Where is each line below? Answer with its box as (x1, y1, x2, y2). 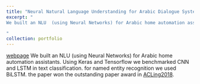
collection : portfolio (6, 36, 62, 42)
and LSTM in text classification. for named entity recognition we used (6, 64, 177, 72)
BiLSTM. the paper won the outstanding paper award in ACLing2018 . (6, 71, 174, 78)
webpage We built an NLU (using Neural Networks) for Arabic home (6, 52, 173, 59)
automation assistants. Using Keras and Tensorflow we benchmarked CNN (6, 59, 189, 66)
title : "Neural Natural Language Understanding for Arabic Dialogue (6, 8, 180, 15)
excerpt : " (6, 14, 33, 20)
